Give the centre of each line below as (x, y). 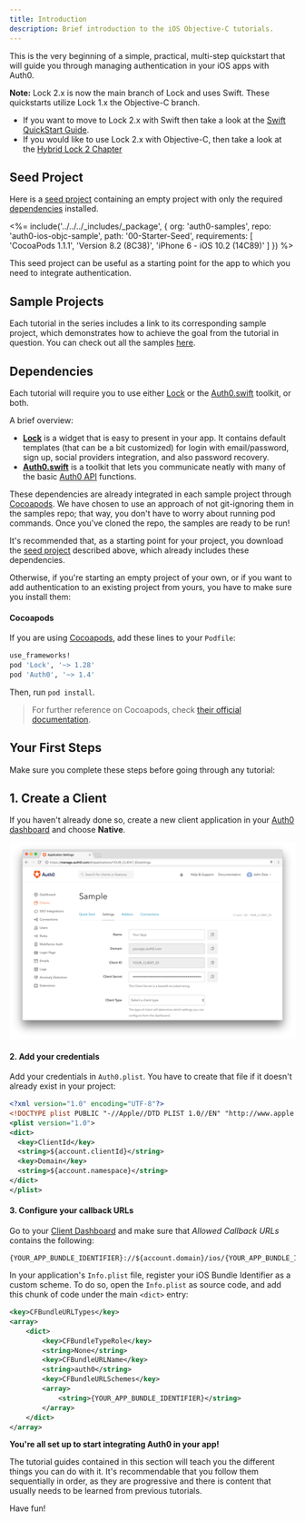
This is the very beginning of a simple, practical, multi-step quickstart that (148, 55)
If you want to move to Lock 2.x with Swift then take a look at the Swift (154, 120)
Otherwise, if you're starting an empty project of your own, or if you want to (151, 578)
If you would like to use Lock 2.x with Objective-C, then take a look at (152, 139)
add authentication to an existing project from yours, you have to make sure (151, 587)
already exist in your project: (63, 1086)
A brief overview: (42, 420)
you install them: (40, 597)
